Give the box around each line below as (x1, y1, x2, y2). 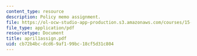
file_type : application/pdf (6, 24, 75, 31)
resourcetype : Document (6, 30, 64, 36)
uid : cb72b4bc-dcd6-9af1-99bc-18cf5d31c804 (6, 41, 114, 47)
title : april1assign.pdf (6, 36, 67, 41)
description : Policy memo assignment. (6, 14, 101, 20)
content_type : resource (6, 8, 64, 15)
